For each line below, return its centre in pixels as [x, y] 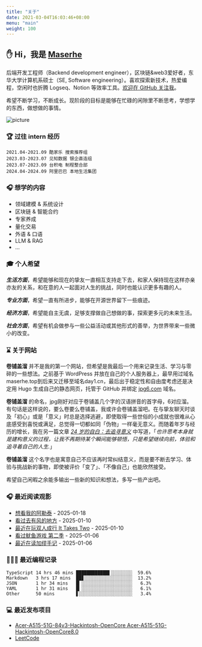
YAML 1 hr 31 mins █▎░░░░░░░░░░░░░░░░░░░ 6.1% [79, 588]
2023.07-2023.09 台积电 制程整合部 [47, 165]
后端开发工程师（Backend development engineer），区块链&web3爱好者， [97, 73]
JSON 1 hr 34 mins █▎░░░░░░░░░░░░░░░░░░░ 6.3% [79, 583]
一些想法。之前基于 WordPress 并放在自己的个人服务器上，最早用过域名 [105, 374]
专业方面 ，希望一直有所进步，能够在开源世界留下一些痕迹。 [80, 300]
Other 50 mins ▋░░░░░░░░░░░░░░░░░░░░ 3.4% [79, 594]
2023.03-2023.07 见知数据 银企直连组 [49, 159]
